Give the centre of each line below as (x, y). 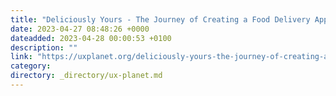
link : (21, 57)
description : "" (44, 47)
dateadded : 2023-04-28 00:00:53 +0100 (91, 38)
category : (31, 66)
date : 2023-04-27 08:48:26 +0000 (80, 29)
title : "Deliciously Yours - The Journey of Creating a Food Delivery (160, 19)
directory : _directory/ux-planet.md (86, 76)
